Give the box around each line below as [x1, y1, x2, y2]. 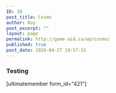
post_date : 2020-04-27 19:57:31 [6, 47, 86, 53]
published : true [6, 42, 46, 48]
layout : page [6, 31, 39, 37]
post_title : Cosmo [6, 14, 52, 20]
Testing [6, 66, 29, 75]
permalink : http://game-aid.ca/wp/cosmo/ [6, 36, 111, 42]
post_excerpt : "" [6, 25, 49, 31]
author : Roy [6, 20, 36, 25]
